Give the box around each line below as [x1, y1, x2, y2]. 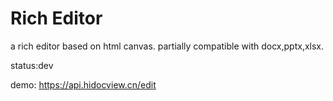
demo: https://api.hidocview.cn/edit [10, 78, 157, 91]
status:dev [10, 59, 54, 71]
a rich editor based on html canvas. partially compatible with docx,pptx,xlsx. [10, 40, 325, 52]
